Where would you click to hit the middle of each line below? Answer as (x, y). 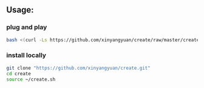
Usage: (20, 10)
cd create (19, 73)
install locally (26, 55)
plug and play (27, 27)
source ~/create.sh (31, 79)
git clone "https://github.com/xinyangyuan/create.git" (78, 68)
